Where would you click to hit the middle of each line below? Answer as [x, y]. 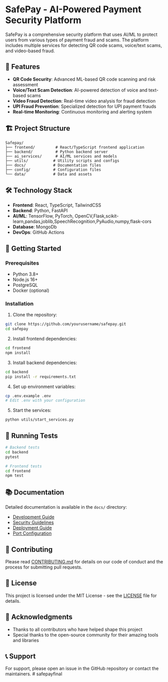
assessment [25, 84]
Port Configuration [32, 533]
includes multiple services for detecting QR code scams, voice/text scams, [83, 45]
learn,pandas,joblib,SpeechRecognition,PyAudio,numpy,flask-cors [82, 221]
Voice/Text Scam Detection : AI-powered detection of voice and [80, 90]
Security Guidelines [33, 522]
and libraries [26, 640]
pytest [12, 457]
